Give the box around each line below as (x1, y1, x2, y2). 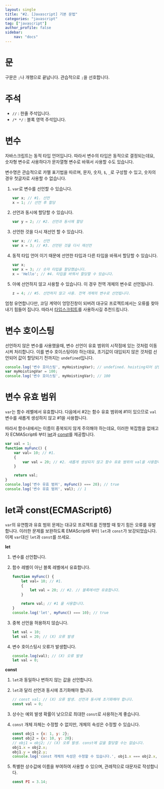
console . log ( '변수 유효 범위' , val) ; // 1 (5, 486, 87, 492)
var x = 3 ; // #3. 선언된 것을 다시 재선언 (12, 243, 92, 248)
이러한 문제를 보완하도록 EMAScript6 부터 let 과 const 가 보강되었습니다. (19, 528, 157, 534)
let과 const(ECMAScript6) (5, 505, 112, 516)
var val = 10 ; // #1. (14, 450, 56, 455)
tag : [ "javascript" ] (5, 21, 47, 26)
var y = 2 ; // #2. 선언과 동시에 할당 (12, 219, 83, 224)
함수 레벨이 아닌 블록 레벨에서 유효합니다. (12, 564, 91, 570)
